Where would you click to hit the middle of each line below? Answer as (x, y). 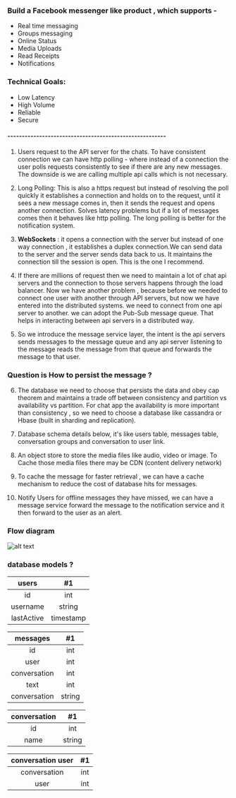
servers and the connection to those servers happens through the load (120, 283)
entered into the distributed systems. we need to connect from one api (120, 305)
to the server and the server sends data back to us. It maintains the (115, 254)
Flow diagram (31, 531)
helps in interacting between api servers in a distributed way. (106, 320)
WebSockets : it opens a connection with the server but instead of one (120, 239)
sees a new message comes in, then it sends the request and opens (116, 203)
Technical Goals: (37, 82)
